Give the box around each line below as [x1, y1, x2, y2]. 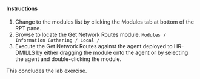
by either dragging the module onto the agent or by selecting [36, 49, 188, 57]
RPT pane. [15, 25, 41, 32]
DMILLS [15, 49, 35, 57]
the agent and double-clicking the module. [15, 55, 122, 63]
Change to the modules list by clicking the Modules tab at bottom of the [15, 18, 194, 25]
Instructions [6, 5, 38, 12]
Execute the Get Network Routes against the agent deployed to [15, 43, 173, 50]
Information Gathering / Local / [15, 37, 100, 43]
